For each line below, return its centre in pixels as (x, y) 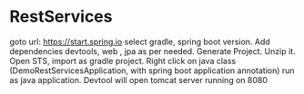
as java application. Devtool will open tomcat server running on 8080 (139, 80)
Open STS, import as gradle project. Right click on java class (123, 61)
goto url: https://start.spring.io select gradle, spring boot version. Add (140, 42)
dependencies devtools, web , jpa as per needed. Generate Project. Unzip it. (152, 51)
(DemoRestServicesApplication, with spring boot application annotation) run (152, 70)
